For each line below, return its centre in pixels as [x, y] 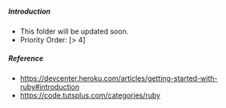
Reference [26, 58]
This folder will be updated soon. [74, 31]
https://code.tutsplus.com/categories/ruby [90, 95]
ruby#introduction [50, 86]
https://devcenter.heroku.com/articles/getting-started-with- [119, 78]
